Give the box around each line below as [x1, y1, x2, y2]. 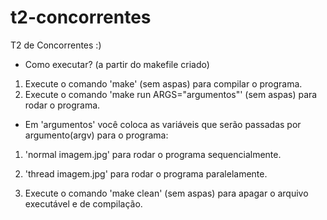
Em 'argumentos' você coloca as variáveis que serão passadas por [24, 118, 302, 130]
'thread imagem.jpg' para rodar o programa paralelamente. [24, 167, 268, 180]
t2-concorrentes [10, 6, 152, 29]
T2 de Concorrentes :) [10, 39, 102, 51]
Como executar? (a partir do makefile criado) [24, 58, 210, 70]
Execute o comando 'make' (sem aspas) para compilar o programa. [24, 77, 303, 90]
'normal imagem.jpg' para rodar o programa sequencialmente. [24, 148, 282, 160]
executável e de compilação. [24, 197, 143, 210]
